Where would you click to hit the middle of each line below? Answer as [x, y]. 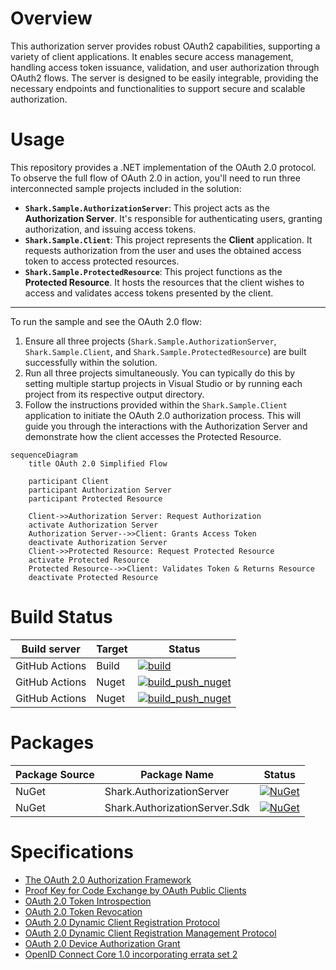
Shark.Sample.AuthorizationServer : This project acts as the [147, 208]
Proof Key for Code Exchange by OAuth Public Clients [135, 890]
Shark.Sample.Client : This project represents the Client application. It [168, 239]
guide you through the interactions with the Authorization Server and [166, 426]
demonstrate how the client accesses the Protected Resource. [153, 436]
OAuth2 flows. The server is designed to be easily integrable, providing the [164, 78]
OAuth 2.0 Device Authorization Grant [102, 943]
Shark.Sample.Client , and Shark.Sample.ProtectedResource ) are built [165, 351]
